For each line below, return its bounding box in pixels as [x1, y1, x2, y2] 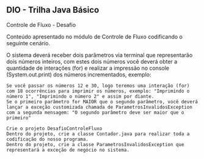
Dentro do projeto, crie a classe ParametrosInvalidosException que [6, 141, 184, 147]
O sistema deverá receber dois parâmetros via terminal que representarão [6, 51, 193, 59]
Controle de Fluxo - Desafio [6, 21, 76, 28]
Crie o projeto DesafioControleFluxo [6, 125, 103, 131]
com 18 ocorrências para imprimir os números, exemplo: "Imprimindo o [6, 88, 190, 94]
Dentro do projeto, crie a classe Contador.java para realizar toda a [6, 131, 190, 137]
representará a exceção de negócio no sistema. [6, 147, 130, 153]
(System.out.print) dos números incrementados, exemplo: [6, 70, 151, 78]
